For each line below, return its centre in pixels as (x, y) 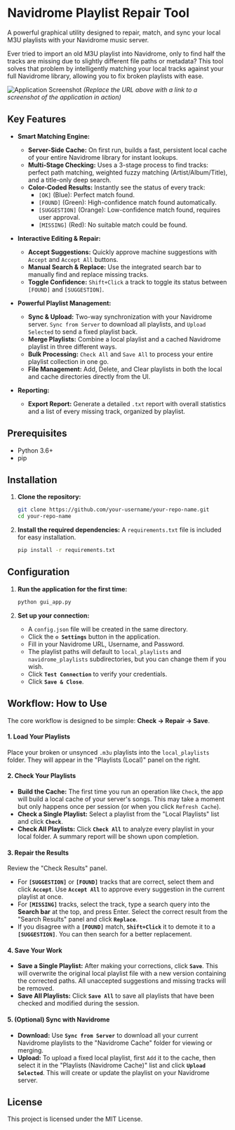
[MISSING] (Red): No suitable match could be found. (113, 225)
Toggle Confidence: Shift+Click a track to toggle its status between (127, 282)
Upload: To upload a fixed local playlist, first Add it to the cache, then (116, 1057)
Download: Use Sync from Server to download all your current (108, 1035)
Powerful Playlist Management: (64, 303)
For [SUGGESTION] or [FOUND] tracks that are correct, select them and (115, 882)
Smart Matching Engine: (53, 136)
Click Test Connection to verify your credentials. (98, 674)
